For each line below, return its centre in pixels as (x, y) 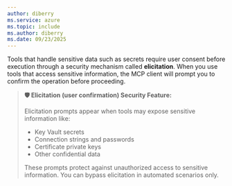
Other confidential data (67, 154)
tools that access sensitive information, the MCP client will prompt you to (111, 74)
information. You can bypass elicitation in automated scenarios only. (122, 175)
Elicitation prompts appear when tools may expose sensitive (110, 111)
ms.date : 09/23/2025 (37, 40)
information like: (47, 119)
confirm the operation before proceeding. (66, 81)
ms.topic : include (34, 26)
